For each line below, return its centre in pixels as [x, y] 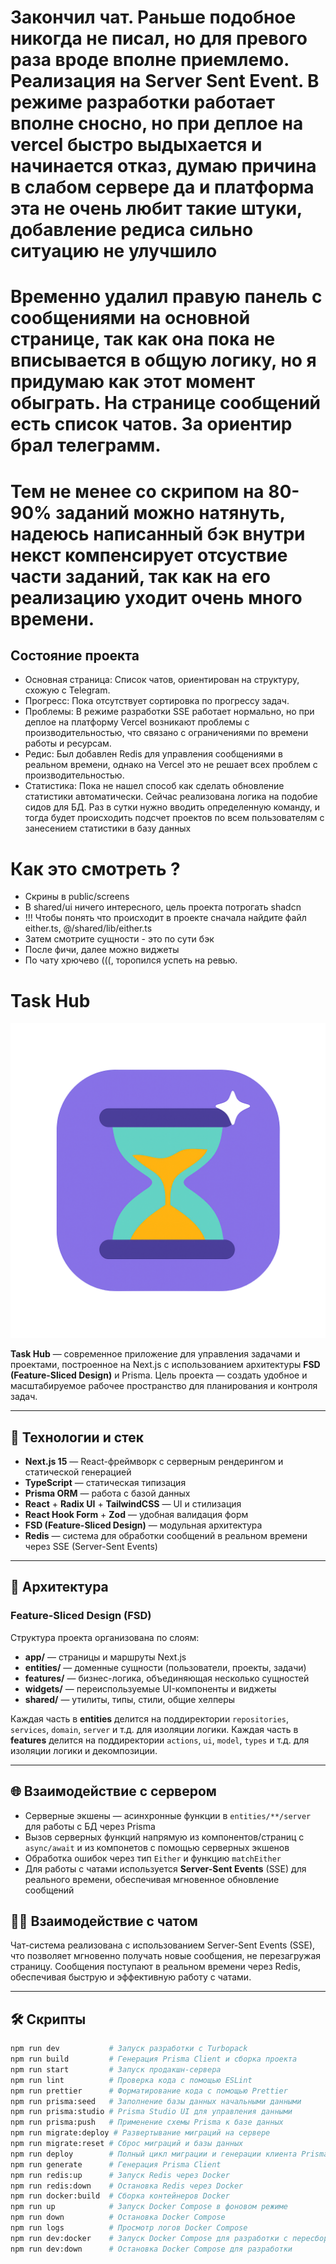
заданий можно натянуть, [170, 512]
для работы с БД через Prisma [90, 1826]
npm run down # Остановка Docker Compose [118, 2217]
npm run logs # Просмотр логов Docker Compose [129, 2228]
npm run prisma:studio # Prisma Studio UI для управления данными [151, 2112]
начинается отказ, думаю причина [163, 166]
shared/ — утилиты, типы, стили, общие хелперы [130, 1699]
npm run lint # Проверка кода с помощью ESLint [131, 2080]
